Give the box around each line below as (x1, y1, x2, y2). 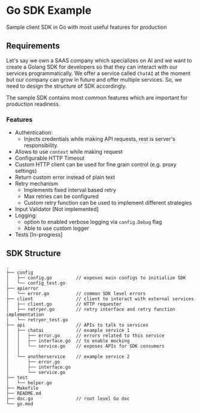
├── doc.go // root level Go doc (6, 396, 130, 402)
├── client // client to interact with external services (6, 295, 195, 302)
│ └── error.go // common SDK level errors (6, 291, 146, 297)
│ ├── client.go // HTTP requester (6, 301, 122, 307)
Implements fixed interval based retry (23, 187, 117, 194)
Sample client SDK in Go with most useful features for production (6, 23, 167, 31)
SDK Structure (6, 249, 61, 259)
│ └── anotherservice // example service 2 (6, 354, 130, 360)
